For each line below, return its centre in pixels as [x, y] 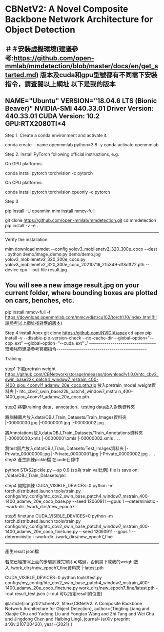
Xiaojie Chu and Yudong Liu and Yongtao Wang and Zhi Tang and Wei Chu [80, 614]
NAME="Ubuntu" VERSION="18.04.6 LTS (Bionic [81, 101]
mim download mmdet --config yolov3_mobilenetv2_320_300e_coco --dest [81, 249]
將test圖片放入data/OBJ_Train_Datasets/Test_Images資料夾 [65, 448]
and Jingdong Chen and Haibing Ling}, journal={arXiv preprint [68, 619]
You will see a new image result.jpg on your [72, 285]
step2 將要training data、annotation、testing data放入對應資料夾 [70, 407]
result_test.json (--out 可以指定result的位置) [58, 594]
